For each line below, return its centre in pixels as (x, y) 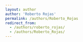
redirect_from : (21, 23)
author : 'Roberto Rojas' (31, 14)
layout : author (21, 9)
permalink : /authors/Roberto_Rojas (42, 18)
